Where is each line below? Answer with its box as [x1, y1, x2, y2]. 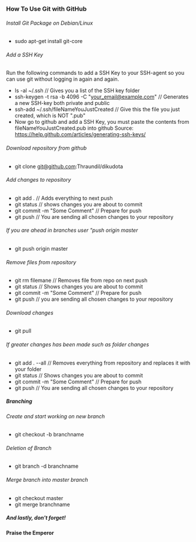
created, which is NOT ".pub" [14, 112, 86, 119]
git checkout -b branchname [14, 431, 84, 438]
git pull [14, 327, 31, 334]
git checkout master [14, 494, 64, 501]
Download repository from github [6, 144, 87, 152]
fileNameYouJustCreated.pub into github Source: [14, 124, 134, 132]
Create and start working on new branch [6, 412, 105, 420]
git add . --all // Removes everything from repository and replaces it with [14, 359, 191, 366]
